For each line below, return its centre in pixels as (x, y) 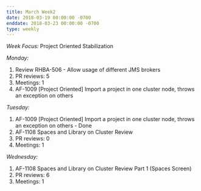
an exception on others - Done (54, 126)
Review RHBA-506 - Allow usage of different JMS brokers (88, 70)
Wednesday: (22, 157)
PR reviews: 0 (32, 139)
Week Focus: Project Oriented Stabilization (60, 46)
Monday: (18, 58)
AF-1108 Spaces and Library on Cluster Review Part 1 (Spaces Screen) (103, 168)
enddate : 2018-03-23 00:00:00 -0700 (53, 23)
